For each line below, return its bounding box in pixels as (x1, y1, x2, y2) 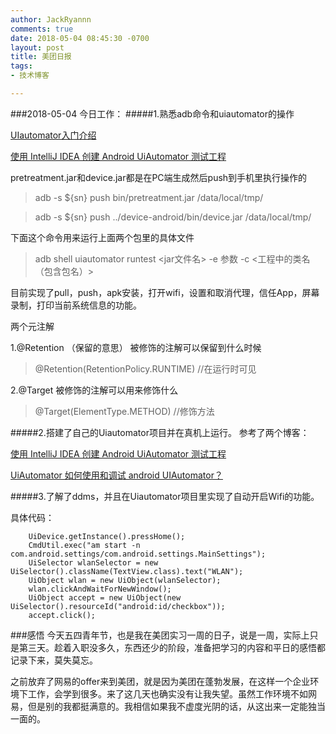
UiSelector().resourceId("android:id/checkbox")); (10, 601, 226, 611)
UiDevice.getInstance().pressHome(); (28, 531, 186, 541)
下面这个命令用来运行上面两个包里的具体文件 (10, 231, 195, 243)
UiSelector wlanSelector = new (28, 557, 159, 568)
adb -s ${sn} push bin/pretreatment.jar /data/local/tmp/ (34, 191, 264, 203)
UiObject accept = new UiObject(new (28, 592, 182, 603)
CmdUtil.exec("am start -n (28, 540, 141, 550)
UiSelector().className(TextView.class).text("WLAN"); (10, 566, 244, 576)
